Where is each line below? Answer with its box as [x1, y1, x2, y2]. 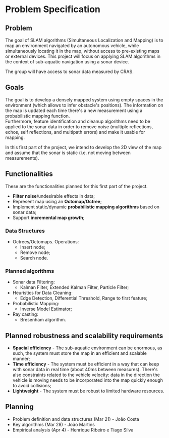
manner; [12, 356, 30, 362]
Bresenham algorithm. [20, 317, 67, 323]
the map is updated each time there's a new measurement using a [5, 107, 143, 114]
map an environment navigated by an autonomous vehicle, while [5, 43, 139, 49]
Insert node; [20, 244, 45, 250]
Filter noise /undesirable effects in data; [12, 193, 95, 199]
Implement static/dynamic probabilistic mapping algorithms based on [12, 204, 160, 210]
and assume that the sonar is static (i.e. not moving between [5, 150, 131, 156]
